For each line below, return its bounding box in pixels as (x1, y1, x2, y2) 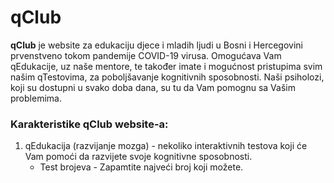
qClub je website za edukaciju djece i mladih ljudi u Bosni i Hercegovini (10, 39, 303, 51)
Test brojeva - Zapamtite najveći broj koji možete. (39, 161, 244, 173)
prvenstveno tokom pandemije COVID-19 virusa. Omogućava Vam (10, 49, 282, 61)
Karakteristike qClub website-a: (10, 117, 169, 131)
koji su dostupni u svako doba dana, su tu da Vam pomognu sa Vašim (10, 81, 296, 93)
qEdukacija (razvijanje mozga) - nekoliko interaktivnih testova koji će (24, 140, 308, 152)
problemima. (10, 92, 62, 104)
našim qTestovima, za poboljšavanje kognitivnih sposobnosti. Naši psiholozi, (10, 71, 325, 83)
